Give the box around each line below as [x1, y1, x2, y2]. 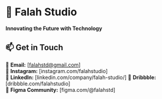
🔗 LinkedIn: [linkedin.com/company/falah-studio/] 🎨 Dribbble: [5, 74, 157, 81]
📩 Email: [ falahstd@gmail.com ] [5, 61, 81, 68]
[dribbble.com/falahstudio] [5, 80, 71, 87]
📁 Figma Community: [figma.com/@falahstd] [5, 86, 115, 93]
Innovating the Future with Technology [5, 25, 103, 32]
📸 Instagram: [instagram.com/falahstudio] [5, 67, 108, 74]
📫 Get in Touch [5, 42, 64, 52]
